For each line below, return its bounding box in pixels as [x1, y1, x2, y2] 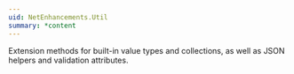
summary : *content [8, 21, 76, 30]
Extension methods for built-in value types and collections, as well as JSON [8, 45, 285, 55]
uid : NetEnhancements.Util [8, 12, 108, 22]
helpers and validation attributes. [8, 55, 129, 65]
